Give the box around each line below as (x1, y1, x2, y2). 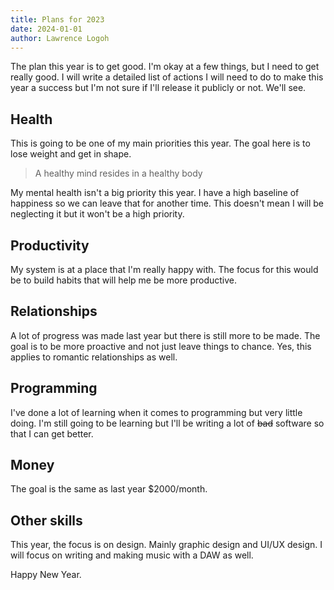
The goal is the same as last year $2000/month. (10, 483, 208, 495)
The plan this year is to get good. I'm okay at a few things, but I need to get (10, 61, 320, 73)
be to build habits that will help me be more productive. (10, 274, 238, 286)
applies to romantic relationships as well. (10, 351, 178, 363)
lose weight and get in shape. (10, 148, 132, 160)
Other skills (10, 512, 83, 529)
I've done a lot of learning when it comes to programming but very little (10, 406, 303, 418)
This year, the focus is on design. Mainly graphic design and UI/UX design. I (10, 539, 323, 551)
